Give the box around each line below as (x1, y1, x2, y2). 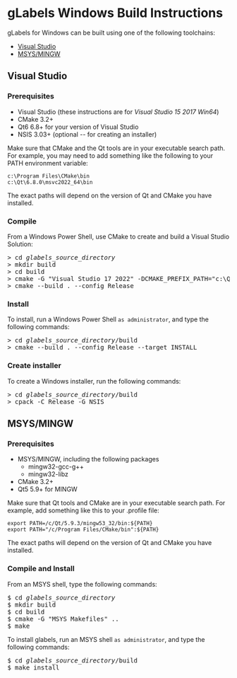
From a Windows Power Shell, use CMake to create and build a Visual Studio (7, 232, 230, 241)
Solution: (7, 239, 33, 248)
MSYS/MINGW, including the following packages (17, 455, 159, 464)
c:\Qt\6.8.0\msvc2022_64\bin (7, 178, 93, 185)
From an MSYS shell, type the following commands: (7, 580, 157, 588)
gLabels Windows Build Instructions (7, 5, 224, 21)
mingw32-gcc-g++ (28, 462, 85, 471)
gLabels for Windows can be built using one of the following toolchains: (7, 28, 216, 37)
